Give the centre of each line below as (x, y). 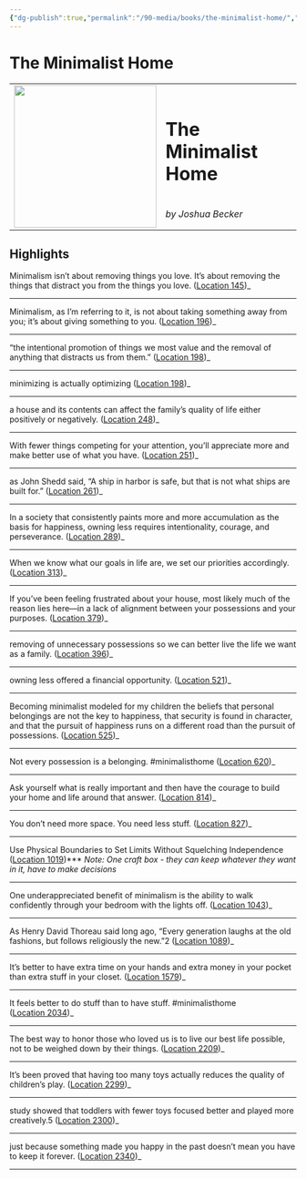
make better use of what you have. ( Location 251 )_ (104, 456)
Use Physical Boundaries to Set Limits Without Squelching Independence (147, 850)
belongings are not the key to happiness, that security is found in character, (151, 716)
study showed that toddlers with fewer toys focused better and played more (152, 1111)
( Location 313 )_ (38, 573)
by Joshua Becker (204, 214)
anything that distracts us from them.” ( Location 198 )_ (110, 357)
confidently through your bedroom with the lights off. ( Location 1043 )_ (141, 905)
